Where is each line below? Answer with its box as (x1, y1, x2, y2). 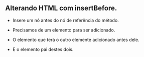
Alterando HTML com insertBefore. (5, 4, 117, 12)
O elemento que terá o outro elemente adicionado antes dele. (12, 36, 139, 42)
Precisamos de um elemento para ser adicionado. (12, 27, 115, 33)
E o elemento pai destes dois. (12, 46, 74, 52)
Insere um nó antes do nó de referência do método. (12, 17, 119, 23)
